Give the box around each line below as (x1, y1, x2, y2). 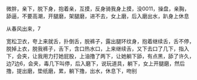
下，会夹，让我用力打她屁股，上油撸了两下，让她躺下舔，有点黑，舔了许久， (6, 53, 195, 59)
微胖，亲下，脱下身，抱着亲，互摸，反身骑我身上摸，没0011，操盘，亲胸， (6, 5, 190, 12)
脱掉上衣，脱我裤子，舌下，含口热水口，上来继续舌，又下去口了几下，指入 (6, 45, 189, 52)
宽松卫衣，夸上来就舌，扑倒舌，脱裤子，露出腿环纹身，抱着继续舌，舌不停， (6, 38, 195, 44)
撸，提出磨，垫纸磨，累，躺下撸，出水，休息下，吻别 (6, 68, 137, 74)
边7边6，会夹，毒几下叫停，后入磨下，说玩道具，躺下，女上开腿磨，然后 (6, 60, 185, 67)
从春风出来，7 (6, 25, 41, 32)
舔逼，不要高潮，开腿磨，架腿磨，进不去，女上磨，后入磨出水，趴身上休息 (6, 12, 189, 20)
